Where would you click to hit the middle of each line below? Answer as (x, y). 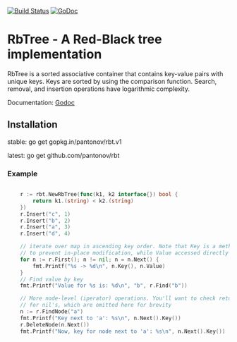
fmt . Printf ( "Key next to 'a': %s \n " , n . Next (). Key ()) (101, 318)
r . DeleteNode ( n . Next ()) (55, 324)
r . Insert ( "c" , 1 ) (45, 214)
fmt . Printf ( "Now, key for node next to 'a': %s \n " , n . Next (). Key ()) (123, 331)
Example (23, 173)
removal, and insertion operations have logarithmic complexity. (99, 89)
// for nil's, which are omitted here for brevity (96, 305)
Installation (32, 124)
